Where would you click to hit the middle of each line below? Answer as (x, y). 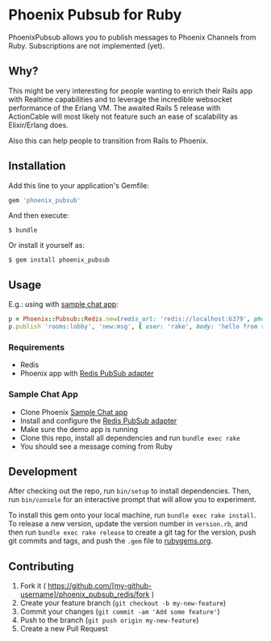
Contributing (41, 566)
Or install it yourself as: (46, 245)
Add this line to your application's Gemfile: (79, 185)
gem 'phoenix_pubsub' (45, 200)
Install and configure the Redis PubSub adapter (98, 421)
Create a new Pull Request (64, 629)
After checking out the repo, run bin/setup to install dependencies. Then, (130, 491)
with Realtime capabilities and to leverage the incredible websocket (120, 99)
